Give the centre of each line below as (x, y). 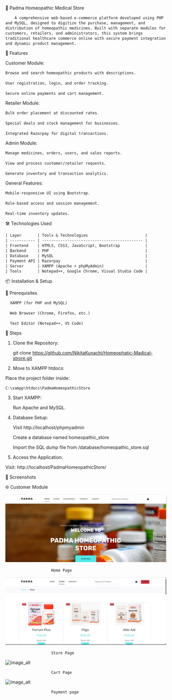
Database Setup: (30, 417)
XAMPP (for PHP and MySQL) (39, 303)
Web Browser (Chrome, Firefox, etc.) (50, 313)
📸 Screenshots (21, 477)
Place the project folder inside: (38, 378)
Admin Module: (21, 143)
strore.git (22, 358)
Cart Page (61, 672)
